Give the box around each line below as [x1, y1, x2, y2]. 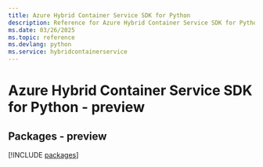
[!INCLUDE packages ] [8, 151, 79, 159]
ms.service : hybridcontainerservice [8, 48, 128, 56]
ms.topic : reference [8, 33, 76, 42]
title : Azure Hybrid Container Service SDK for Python [8, 11, 191, 20]
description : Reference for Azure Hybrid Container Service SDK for [8, 19, 236, 27]
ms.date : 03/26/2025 [8, 26, 76, 34]
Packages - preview [8, 129, 107, 143]
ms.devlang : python [8, 41, 72, 49]
